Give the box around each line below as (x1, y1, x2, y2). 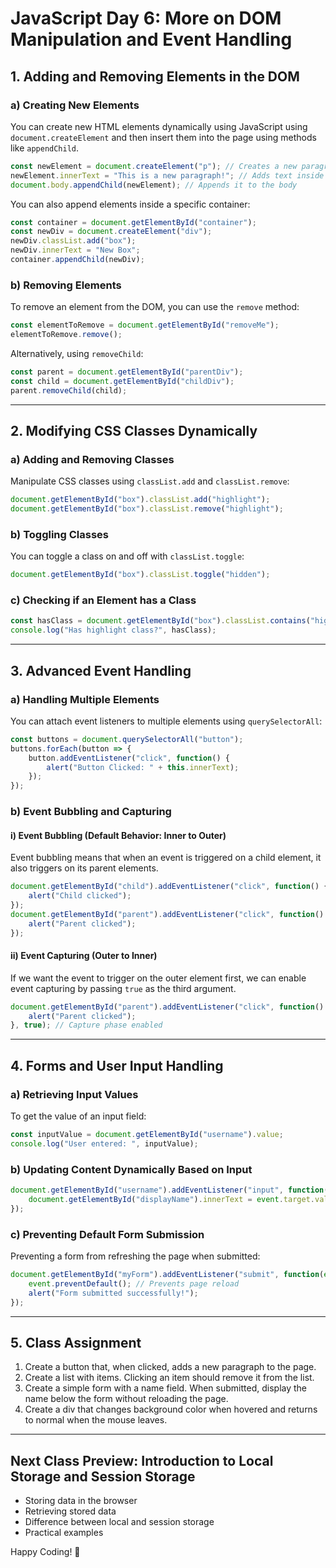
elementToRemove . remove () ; (10, 330, 123, 340)
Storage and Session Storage (10, 1468, 196, 1485)
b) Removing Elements (10, 278, 122, 292)
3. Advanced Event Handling (10, 662, 192, 679)
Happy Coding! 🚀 (10, 1546, 81, 1558)
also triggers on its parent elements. (10, 862, 159, 874)
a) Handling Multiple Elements (10, 692, 160, 706)
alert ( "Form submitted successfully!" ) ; (28, 1288, 199, 1298)
